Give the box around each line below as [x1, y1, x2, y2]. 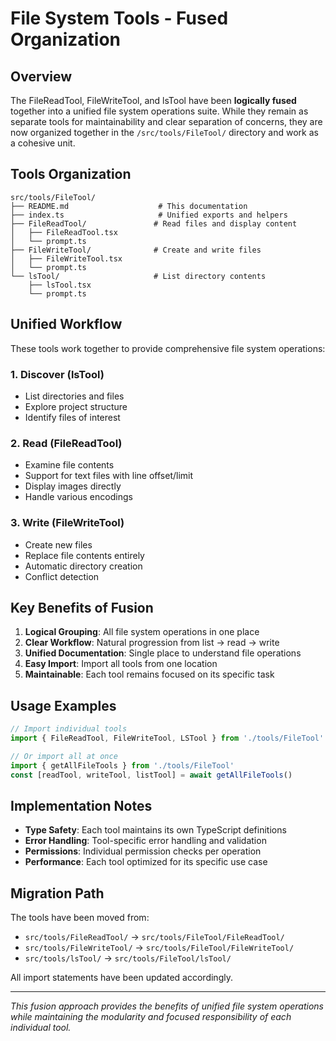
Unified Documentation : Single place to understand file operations [24, 647, 302, 659]
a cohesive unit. [10, 137, 76, 149]
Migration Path [10, 885, 105, 902]
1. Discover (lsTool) [10, 367, 105, 381]
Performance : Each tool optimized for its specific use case [24, 856, 268, 868]
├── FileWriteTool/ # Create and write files [10, 245, 262, 255]
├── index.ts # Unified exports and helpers [10, 210, 288, 220]
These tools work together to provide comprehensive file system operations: [10, 342, 326, 354]
